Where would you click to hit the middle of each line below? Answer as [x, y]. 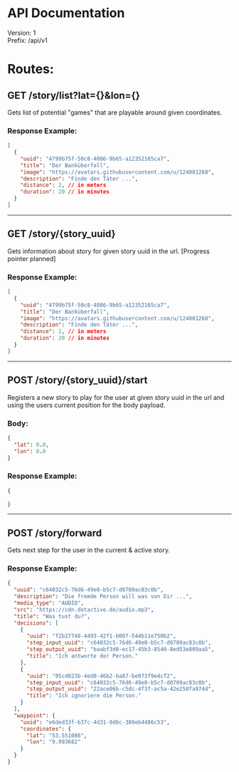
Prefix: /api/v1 [27, 40]
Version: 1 [22, 33]
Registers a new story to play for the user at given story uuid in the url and [116, 397]
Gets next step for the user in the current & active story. [89, 550]
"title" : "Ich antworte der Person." [82, 656]
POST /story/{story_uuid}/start [78, 380]
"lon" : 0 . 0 [30, 451]
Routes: [31, 69]
